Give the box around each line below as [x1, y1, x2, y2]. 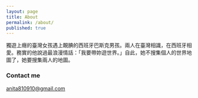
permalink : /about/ [6, 19, 54, 25]
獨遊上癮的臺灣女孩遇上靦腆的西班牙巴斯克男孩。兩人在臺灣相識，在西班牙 [6, 42, 187, 49]
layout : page [6, 8, 38, 15]
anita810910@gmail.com [6, 85, 66, 92]
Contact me [6, 72, 41, 80]
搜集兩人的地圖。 [31, 56, 74, 63]
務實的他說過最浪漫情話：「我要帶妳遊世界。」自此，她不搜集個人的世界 [16, 49, 187, 56]
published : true [6, 25, 46, 31]
